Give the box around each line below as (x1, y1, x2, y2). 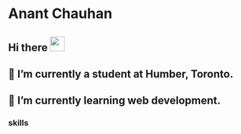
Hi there (8, 41, 49, 54)
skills (8, 118, 29, 129)
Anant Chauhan (8, 5, 112, 23)
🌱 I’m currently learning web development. (8, 94, 221, 107)
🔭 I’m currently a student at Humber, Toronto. (8, 67, 234, 81)
